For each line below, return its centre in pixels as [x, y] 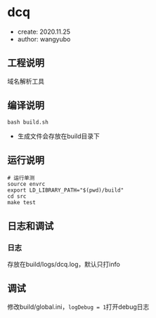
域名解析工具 [26, 81]
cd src [17, 197]
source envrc [26, 184]
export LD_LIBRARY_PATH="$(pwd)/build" [66, 190]
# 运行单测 [21, 178]
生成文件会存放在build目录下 [59, 136]
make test [22, 203]
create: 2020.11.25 [44, 32]
